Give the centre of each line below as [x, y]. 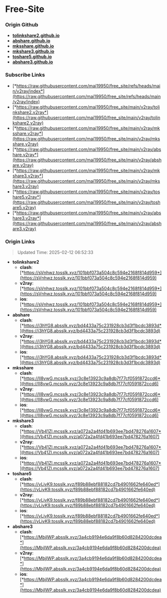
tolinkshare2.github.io [36, 35]
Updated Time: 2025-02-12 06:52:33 [55, 252]
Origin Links [20, 241]
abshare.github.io [31, 41]
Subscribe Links [25, 75]
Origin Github [22, 25]
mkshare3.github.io [33, 51]
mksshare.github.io [33, 46]
